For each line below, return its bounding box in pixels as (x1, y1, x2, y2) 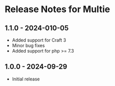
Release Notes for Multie (5, 4, 110, 15)
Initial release (12, 76, 40, 82)
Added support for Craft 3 (12, 37, 67, 43)
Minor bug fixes (12, 42, 45, 49)
